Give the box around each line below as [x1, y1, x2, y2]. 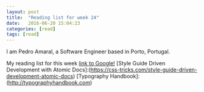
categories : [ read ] [6, 25, 56, 32]
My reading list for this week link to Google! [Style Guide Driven [6, 60, 166, 67]
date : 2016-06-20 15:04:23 [6, 20, 80, 26]
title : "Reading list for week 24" [6, 15, 99, 21]
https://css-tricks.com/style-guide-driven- [90, 66, 198, 73]
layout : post [6, 8, 40, 15]
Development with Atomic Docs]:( [6, 66, 91, 73]
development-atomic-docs [6, 73, 74, 80]
